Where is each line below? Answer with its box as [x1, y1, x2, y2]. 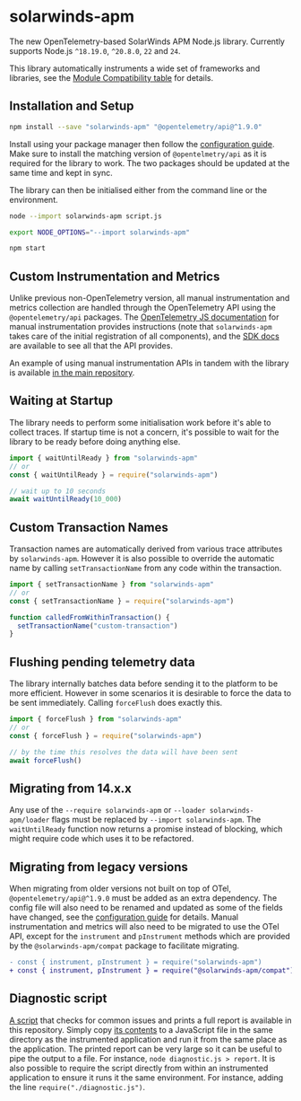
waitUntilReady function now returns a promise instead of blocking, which [9, 824, 283, 834]
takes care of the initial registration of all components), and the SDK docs [9, 330, 279, 342]
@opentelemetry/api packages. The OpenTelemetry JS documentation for [9, 312, 279, 322]
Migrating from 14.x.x [9, 780, 133, 796]
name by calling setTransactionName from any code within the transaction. [9, 563, 282, 574]
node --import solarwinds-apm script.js [9, 211, 163, 221]
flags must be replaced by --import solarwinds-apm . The [51, 815, 262, 825]
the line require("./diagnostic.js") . [9, 1081, 146, 1092]
